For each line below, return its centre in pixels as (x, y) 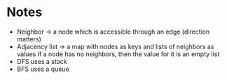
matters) (29, 39)
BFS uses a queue (43, 69)
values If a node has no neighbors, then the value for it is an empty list (118, 54)
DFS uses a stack (42, 61)
